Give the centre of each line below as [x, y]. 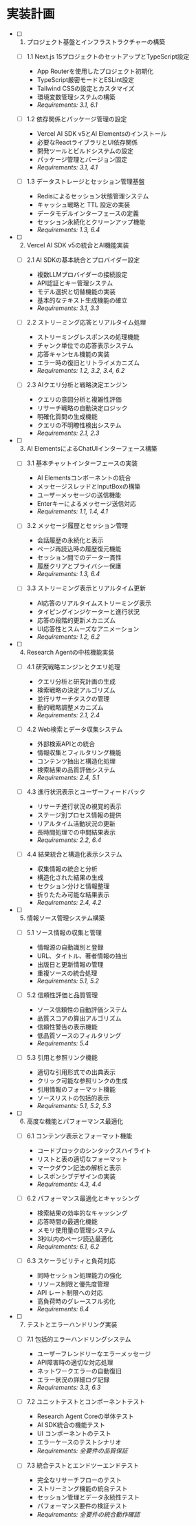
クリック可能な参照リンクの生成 [82, 1081]
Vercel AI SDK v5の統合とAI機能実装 [78, 245]
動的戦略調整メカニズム [70, 707]
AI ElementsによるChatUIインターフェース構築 [92, 449]
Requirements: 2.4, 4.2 [69, 902]
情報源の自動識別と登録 [70, 947]
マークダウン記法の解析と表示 [79, 1168]
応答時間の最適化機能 [67, 1222]
